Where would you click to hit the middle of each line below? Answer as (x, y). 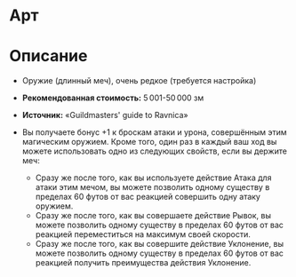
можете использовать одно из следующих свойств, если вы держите (154, 151)
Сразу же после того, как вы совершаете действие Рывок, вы (153, 216)
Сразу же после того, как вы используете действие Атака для (153, 178)
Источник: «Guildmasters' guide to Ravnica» (105, 115)
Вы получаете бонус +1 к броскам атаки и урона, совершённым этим (154, 132)
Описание (48, 56)
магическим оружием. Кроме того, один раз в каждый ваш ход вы (149, 142)
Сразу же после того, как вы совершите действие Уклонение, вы (160, 244)
